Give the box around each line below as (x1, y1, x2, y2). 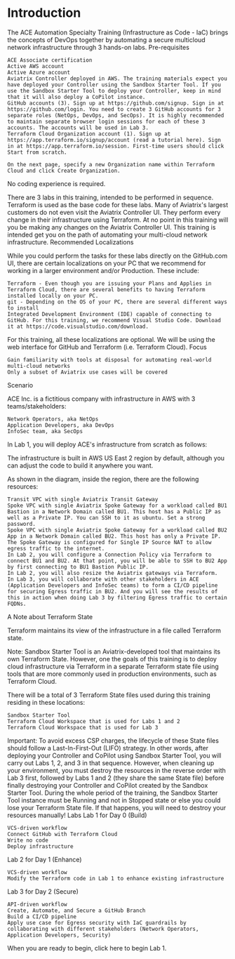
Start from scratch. (7, 149, 68, 156)
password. (7, 520, 36, 527)
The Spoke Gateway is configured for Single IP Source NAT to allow (7, 538, 212, 545)
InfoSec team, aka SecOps (7, 428, 83, 435)
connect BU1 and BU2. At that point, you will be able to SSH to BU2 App (7, 557, 228, 564)
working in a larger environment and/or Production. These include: (7, 266, 200, 275)
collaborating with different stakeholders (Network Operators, (7, 925, 199, 932)
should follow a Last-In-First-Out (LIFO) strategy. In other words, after (7, 743, 209, 752)
